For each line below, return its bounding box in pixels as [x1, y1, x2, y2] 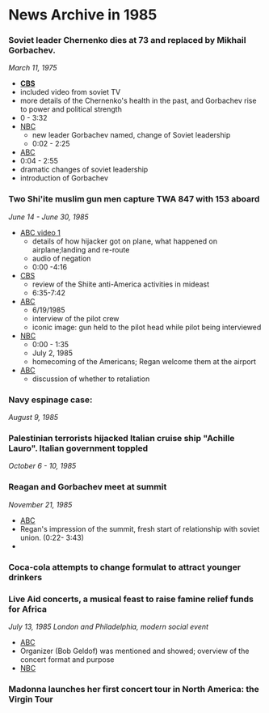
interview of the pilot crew [32, 313, 120, 323]
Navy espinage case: [8, 394, 93, 405]
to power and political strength [19, 104, 123, 114]
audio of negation [32, 253, 91, 263]
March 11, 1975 [8, 63, 58, 73]
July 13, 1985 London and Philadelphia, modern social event [8, 622, 208, 631]
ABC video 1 [19, 227, 61, 237]
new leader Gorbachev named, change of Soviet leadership [32, 130, 231, 140]
